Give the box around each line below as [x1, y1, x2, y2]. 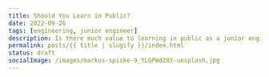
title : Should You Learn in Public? [8, 11, 130, 20]
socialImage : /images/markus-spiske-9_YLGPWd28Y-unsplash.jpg [8, 57, 220, 65]
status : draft [8, 49, 56, 57]
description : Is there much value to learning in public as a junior [8, 34, 246, 43]
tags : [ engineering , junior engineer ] [8, 26, 138, 34]
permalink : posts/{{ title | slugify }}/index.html [8, 42, 184, 50]
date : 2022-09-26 [8, 19, 66, 27]
